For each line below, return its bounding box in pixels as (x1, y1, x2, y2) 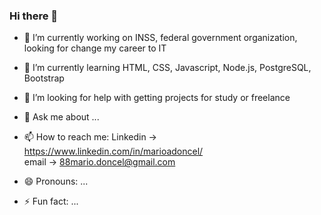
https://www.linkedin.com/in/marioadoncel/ (23, 145, 204, 158)
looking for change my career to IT (23, 42, 167, 54)
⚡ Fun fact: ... (23, 195, 79, 208)
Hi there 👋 (9, 9, 59, 23)
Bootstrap (23, 72, 65, 84)
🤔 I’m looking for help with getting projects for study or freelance (23, 92, 291, 104)
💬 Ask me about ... (23, 111, 100, 123)
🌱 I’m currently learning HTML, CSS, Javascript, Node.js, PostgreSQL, (23, 62, 312, 74)
